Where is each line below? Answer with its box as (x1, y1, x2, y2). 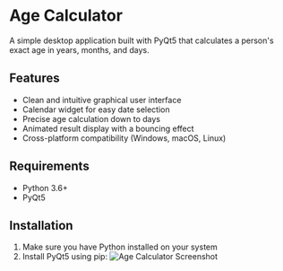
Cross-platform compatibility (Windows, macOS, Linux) (21, 132, 227, 144)
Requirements (9, 159, 90, 174)
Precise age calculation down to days (21, 113, 161, 124)
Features (9, 71, 60, 86)
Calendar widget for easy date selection (21, 104, 170, 115)
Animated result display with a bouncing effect (21, 123, 194, 134)
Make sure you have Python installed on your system (21, 241, 218, 252)
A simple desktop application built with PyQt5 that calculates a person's (9, 35, 275, 46)
